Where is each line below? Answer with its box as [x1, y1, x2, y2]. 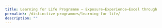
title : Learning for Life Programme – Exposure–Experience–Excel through [5, 7, 158, 12]
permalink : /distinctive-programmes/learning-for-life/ [5, 11, 120, 16]
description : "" [5, 16, 38, 20]
